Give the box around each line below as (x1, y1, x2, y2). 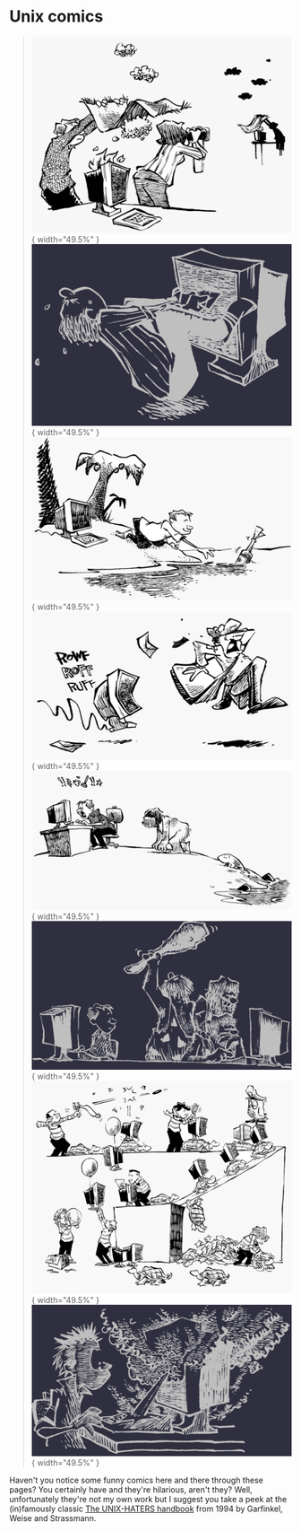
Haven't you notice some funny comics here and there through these (9, 1474, 264, 1485)
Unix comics (9, 6, 104, 27)
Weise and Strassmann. (9, 1512, 97, 1523)
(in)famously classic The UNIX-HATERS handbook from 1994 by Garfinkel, (9, 1503, 284, 1514)
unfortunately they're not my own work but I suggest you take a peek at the (9, 1493, 288, 1504)
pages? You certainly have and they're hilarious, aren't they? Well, (9, 1483, 253, 1495)
